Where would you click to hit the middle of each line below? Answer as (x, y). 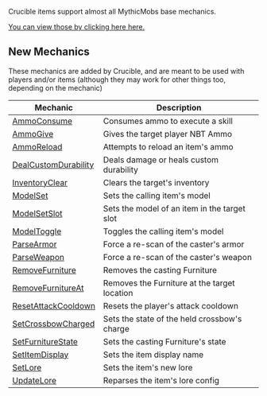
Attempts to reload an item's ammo (168, 146)
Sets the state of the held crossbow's (172, 319)
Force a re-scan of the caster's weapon (178, 257)
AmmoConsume (43, 121)
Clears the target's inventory (156, 182)
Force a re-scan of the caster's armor (174, 244)
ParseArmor (35, 244)
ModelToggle (37, 231)
